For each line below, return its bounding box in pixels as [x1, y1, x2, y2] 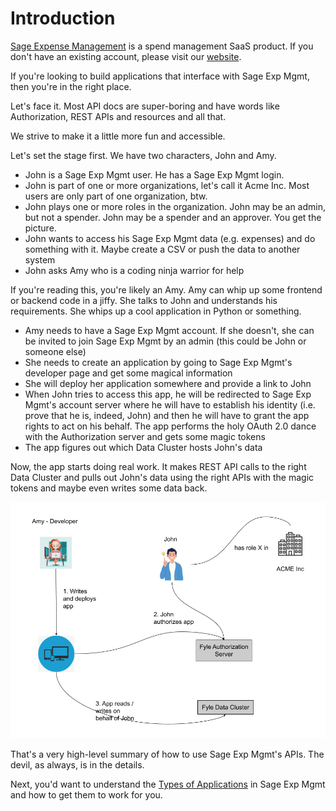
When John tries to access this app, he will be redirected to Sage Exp [24, 388, 312, 400]
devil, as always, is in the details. [10, 758, 145, 771]
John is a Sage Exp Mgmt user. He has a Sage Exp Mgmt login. [24, 168, 285, 181]
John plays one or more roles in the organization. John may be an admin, [24, 200, 326, 212]
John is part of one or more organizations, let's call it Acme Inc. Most [24, 179, 310, 191]
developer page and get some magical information [24, 367, 233, 379]
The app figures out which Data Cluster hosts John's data [24, 441, 263, 453]
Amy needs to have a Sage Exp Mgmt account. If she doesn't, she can [24, 324, 315, 336]
